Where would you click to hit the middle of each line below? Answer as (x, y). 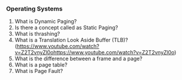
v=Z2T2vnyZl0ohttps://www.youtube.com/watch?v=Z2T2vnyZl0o (95, 53)
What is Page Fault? (39, 71)
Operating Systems (34, 9)
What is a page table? (41, 65)
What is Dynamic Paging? (46, 22)
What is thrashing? (37, 34)
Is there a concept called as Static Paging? (66, 27)
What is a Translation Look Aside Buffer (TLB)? (71, 40)
